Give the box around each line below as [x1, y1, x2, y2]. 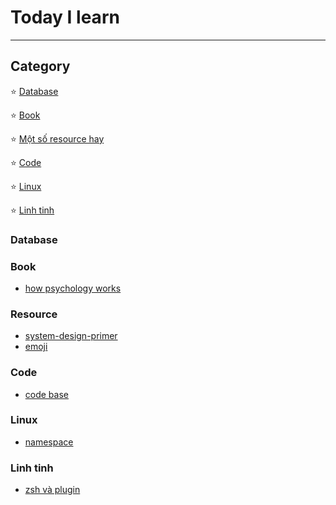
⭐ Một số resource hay [10, 132, 105, 145]
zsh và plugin [24, 484, 81, 496]
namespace [24, 436, 74, 448]
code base [24, 388, 69, 400]
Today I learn [10, 6, 120, 29]
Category [10, 58, 71, 75]
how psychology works [24, 282, 122, 294]
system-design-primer [24, 330, 118, 342]
